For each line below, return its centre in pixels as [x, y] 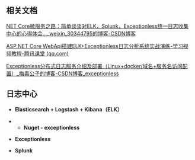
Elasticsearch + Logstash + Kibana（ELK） [68, 109]
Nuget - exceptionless [52, 127]
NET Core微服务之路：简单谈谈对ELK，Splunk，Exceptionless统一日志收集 [97, 26]
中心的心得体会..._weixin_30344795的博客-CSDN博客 [71, 33]
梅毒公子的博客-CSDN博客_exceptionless [69, 73]
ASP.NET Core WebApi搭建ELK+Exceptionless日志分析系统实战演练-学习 [95, 46]
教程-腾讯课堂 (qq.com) [40, 53]
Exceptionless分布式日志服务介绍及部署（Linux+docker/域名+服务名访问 [94, 66]
